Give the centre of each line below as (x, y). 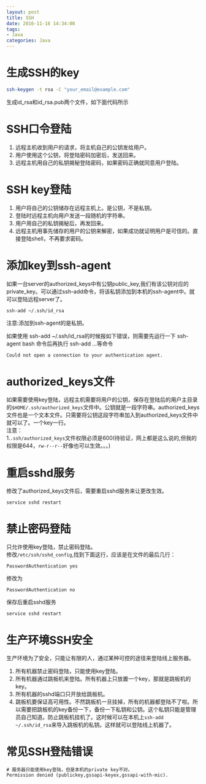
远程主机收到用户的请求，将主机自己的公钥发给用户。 (82, 147)
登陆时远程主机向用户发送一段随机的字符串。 (72, 215)
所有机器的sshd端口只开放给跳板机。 (62, 694)
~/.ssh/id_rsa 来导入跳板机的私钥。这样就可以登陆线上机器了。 (95, 725)
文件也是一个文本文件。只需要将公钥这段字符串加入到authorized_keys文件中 (102, 415)
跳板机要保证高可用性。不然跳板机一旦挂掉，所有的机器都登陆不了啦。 (104, 702)
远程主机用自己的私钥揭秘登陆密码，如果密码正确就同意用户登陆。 (98, 163)
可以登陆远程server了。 (36, 299)
